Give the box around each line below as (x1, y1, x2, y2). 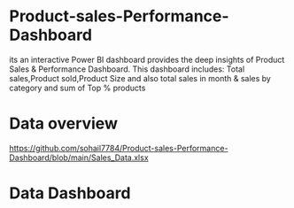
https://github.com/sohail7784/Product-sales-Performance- (9, 143, 228, 153)
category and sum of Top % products (9, 82, 146, 93)
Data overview (9, 113, 118, 134)
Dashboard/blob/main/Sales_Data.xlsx (9, 152, 149, 163)
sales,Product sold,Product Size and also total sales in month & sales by (9, 73, 272, 83)
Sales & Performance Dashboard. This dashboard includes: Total (9, 64, 245, 74)
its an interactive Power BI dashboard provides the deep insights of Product (9, 54, 285, 65)
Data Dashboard (9, 183, 131, 204)
